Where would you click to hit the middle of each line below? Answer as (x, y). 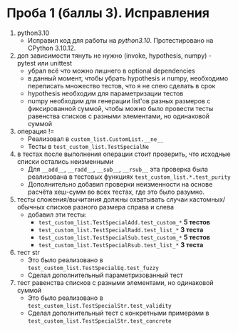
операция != (36, 131)
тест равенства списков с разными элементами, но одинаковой (115, 282)
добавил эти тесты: (57, 214)
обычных (31, 207)
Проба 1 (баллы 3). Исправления (108, 13)
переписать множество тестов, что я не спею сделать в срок (121, 85)
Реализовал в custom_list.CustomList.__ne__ (95, 139)
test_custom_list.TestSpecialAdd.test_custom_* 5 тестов (124, 222)
